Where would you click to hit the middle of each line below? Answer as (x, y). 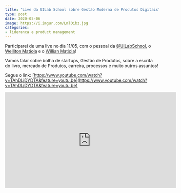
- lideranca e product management (40, 32)
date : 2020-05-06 (23, 18)
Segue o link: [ (20, 75)
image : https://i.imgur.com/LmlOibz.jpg (47, 23)
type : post (16, 14)
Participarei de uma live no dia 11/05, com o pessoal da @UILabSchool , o (78, 46)
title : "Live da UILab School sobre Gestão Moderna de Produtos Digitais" (83, 9)
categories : (17, 28)
